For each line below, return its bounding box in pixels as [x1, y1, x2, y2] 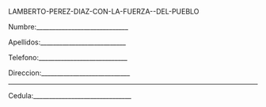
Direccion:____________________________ [8, 68, 131, 78]
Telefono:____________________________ [8, 53, 128, 62]
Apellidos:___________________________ [8, 37, 127, 47]
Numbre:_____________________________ [8, 22, 129, 31]
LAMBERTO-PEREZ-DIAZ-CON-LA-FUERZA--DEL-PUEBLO [8, 7, 199, 16]
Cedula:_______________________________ [8, 91, 132, 100]
